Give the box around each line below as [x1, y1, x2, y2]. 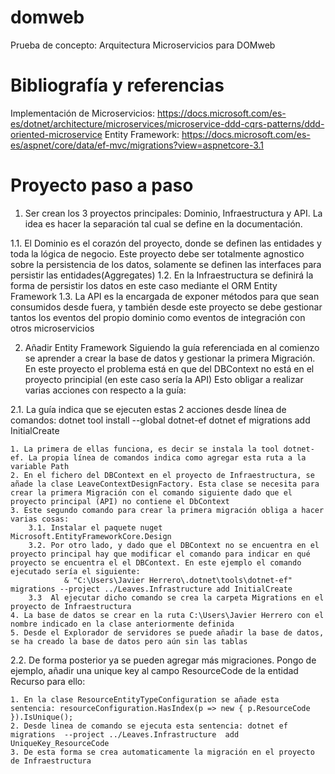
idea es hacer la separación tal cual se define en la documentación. [24, 217, 303, 230]
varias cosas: [10, 514, 70, 524]
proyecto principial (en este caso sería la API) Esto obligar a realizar [24, 373, 304, 385]
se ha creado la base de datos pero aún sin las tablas [10, 636, 248, 646]
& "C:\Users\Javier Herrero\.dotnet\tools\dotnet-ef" [63, 575, 293, 585]
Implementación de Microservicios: [10, 107, 155, 119]
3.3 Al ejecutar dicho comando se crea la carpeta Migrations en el [28, 592, 325, 603]
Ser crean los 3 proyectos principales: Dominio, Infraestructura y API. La [24, 207, 323, 219]
